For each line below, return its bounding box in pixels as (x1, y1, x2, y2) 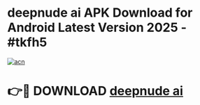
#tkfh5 (7, 35, 48, 50)
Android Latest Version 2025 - (7, 19, 187, 35)
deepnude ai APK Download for (7, 5, 193, 21)
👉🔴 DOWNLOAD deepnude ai (7, 83, 184, 99)
